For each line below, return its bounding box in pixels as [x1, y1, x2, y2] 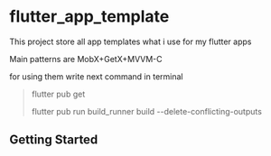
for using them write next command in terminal [9, 70, 183, 82]
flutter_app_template [9, 6, 170, 27]
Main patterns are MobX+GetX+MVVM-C [9, 53, 163, 64]
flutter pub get [31, 88, 86, 99]
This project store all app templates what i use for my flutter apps [9, 36, 252, 47]
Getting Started [9, 133, 98, 148]
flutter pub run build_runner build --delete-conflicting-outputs [31, 106, 262, 116]
